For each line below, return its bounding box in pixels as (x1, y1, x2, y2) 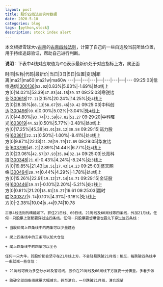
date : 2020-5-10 (5, 16, 38, 21)
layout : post (5, 7, 32, 12)
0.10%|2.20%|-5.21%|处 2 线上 (43, 182, 103, 187)
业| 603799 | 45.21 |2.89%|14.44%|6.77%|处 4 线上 (5, 145, 102, 150)
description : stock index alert (5, 30, 71, 35)
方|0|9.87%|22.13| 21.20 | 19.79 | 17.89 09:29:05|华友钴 (5, 138, 111, 144)
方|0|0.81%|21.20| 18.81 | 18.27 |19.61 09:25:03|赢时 (5, 187, 106, 193)
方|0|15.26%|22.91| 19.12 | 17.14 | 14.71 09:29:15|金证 (5, 175, 109, 181)
